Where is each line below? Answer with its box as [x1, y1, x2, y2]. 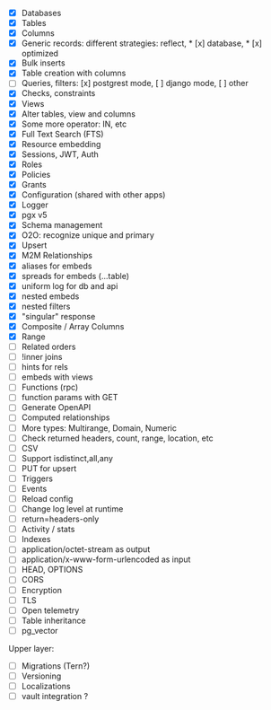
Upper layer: [8, 643, 55, 653]
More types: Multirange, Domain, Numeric [21, 422, 177, 434]
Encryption [21, 584, 63, 595]
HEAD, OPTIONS [21, 565, 83, 575]
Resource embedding [21, 138, 101, 149]
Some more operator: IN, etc [21, 118, 127, 129]
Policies [21, 169, 51, 180]
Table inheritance [21, 615, 86, 626]
